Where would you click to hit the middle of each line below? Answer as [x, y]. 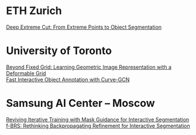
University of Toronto [59, 51]
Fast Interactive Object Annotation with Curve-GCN [68, 79]
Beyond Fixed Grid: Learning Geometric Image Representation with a [89, 67]
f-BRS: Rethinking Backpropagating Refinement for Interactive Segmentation [98, 126]
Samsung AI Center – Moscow [80, 103]
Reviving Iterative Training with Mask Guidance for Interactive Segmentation [98, 119]
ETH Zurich [34, 11]
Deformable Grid [26, 73]
